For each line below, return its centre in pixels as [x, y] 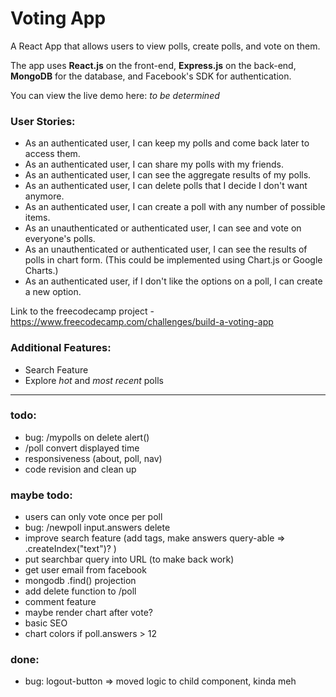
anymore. [44, 196]
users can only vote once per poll [93, 517]
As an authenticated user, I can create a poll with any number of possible [175, 207]
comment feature [60, 602]
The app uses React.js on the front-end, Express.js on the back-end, [153, 65]
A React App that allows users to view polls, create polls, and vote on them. [165, 46]
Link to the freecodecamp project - [82, 311]
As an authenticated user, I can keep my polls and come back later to [167, 143]
